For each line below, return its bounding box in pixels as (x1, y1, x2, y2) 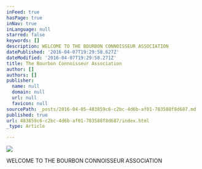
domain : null (12, 89, 45, 95)
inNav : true (6, 20, 37, 26)
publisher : (6, 77, 34, 84)
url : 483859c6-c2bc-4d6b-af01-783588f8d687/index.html (6, 117, 150, 124)
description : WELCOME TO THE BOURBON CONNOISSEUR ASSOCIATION (6, 44, 169, 50)
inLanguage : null (6, 26, 51, 33)
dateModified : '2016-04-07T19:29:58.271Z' (6, 55, 117, 61)
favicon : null (12, 100, 48, 106)
